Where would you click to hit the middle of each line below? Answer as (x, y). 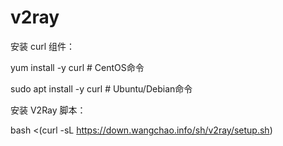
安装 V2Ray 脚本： (48, 110)
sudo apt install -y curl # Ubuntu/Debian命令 (101, 88)
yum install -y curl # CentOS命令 (77, 67)
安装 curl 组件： (43, 46)
